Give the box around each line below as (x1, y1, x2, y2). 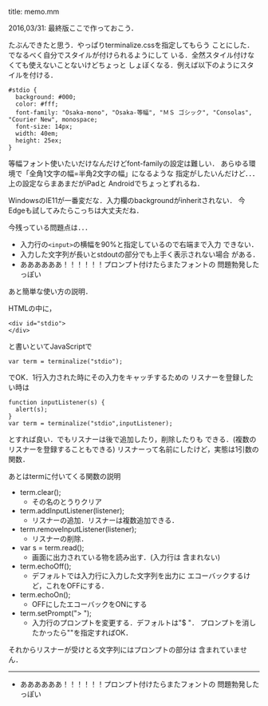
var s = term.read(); (19, 543, 85, 552)
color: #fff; (15, 100, 59, 108)
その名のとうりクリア (31, 497, 102, 506)
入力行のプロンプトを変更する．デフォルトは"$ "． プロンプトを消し (31, 618, 257, 627)
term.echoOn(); (19, 590, 71, 599)
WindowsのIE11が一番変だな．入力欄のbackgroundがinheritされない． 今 (8, 196, 246, 205)
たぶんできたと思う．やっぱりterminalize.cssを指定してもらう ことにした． (8, 40, 254, 50)
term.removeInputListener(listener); (19, 525, 137, 534)
